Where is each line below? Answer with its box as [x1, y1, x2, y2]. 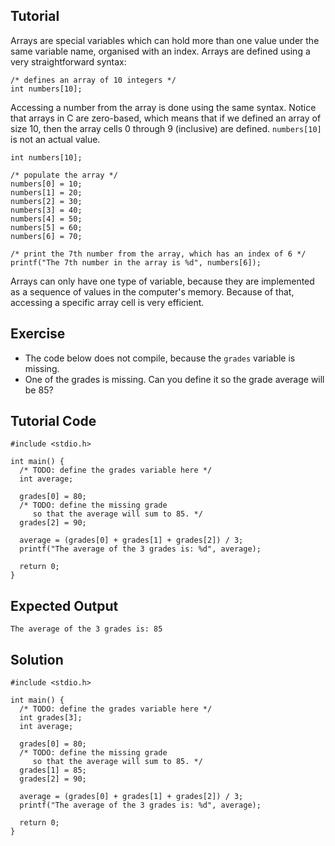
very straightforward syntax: [10, 55, 127, 68]
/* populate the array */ [10, 170, 118, 180]
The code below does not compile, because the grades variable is [24, 352, 296, 364]
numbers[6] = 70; [10, 231, 83, 241]
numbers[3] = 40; [10, 205, 83, 215]
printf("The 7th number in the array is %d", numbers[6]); [10, 257, 262, 268]
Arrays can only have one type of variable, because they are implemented [10, 275, 315, 287]
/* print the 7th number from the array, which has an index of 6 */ [10, 249, 307, 259]
